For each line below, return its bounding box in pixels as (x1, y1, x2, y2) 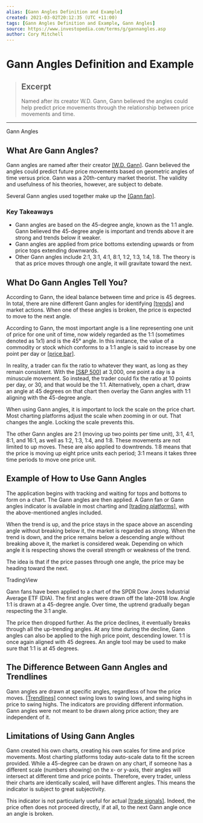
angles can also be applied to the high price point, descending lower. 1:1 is (6, 632, 191, 639)
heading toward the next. (6, 564, 69, 572)
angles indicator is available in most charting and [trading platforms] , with (6, 502, 189, 510)
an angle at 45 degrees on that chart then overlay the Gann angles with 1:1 (6, 388, 191, 395)
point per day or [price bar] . (6, 350, 76, 358)
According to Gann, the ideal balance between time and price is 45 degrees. (6, 293, 196, 301)
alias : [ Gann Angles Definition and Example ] (6, 8, 123, 15)
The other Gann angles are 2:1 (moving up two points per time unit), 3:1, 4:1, (6, 430, 195, 438)
